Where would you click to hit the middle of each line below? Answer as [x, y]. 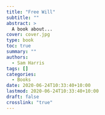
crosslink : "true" [29, 102]
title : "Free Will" [31, 12]
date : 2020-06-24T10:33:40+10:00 [49, 86]
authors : [17, 57]
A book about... [32, 29]
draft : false [23, 97]
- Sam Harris [28, 63]
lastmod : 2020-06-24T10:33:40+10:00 [52, 91]
